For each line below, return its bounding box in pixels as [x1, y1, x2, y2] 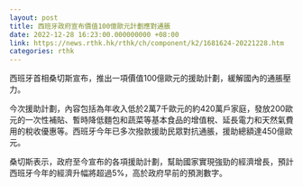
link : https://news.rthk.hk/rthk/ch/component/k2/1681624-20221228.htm [9, 38, 284, 48]
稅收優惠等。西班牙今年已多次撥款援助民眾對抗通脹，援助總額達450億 [24, 126, 286, 136]
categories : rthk [9, 47, 75, 56]
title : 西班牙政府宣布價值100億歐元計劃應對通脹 [9, 22, 171, 31]
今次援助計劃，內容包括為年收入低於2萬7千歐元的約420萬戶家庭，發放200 [9, 103, 286, 114]
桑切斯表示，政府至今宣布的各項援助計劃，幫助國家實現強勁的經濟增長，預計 [9, 156, 294, 167]
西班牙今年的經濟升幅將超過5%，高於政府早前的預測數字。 [9, 168, 228, 179]
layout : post [9, 13, 59, 23]
